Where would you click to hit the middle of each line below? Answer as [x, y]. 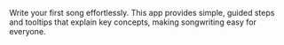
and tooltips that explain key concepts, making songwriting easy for [133, 22]
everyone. [28, 31]
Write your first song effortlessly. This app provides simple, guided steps [142, 13]
